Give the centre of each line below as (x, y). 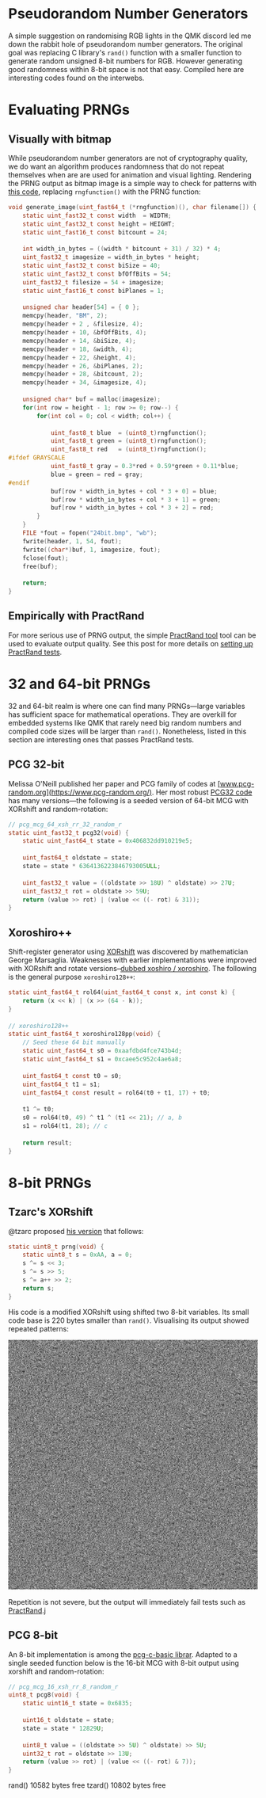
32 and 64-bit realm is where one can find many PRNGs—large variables (127, 706)
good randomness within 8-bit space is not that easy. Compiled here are (126, 69)
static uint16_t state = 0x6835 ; (78, 1704)
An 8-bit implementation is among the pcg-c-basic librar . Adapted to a (123, 1654)
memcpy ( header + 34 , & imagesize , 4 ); (85, 383)
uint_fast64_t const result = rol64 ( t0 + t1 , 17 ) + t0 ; (117, 1093)
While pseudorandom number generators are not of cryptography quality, (128, 158)
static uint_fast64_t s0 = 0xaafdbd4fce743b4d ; (102, 1051)
